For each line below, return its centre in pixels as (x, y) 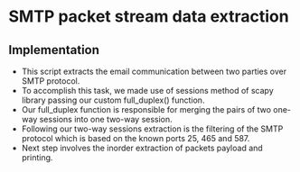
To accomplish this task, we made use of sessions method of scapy (148, 91)
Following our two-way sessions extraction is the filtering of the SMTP (152, 129)
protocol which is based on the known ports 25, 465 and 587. (136, 138)
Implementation (54, 50)
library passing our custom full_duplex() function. (113, 100)
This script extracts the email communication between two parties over (154, 71)
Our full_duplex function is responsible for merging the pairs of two (146, 109)
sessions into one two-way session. (106, 119)
